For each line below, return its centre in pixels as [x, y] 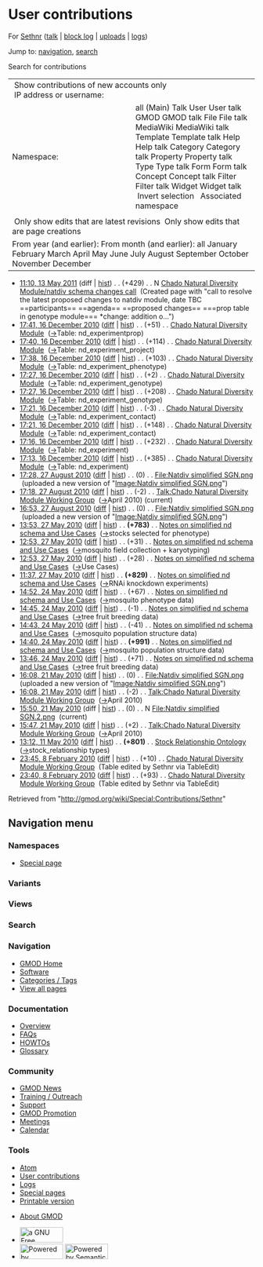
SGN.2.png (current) [53, 717]
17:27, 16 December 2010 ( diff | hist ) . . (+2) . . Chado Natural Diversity [132, 374]
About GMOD [41, 1216]
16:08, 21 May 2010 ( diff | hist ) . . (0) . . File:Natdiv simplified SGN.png [131, 675]
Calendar [34, 1130]
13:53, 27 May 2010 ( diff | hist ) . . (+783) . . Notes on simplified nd [126, 524]
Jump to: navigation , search [53, 51]
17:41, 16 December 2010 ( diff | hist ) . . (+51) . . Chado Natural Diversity [133, 324]
